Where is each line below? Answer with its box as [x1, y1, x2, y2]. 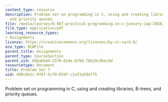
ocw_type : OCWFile [5, 44, 43, 49]
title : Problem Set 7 [5, 68, 50, 73]
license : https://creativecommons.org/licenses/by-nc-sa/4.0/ [5, 40, 137, 45]
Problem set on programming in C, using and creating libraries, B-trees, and [5, 86, 161, 92]
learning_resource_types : [5, 30, 59, 35]
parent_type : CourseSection [5, 53, 64, 59]
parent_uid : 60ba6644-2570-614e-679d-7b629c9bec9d [5, 58, 113, 63]
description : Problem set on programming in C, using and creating [5, 12, 149, 17]
